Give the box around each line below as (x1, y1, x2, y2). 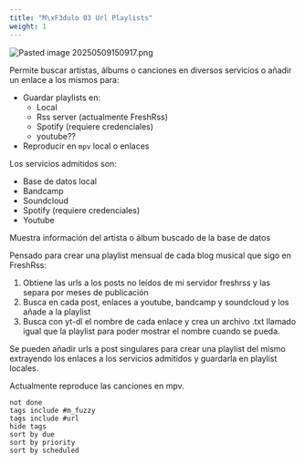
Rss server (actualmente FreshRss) (36, 111, 169, 122)
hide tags (9, 421, 47, 431)
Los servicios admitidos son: (9, 158, 117, 169)
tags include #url (9, 414, 79, 423)
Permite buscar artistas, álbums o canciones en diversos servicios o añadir (9, 65, 292, 76)
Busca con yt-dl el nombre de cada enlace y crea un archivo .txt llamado (22, 315, 297, 326)
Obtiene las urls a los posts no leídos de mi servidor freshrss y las (22, 277, 271, 288)
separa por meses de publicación (22, 286, 149, 297)
